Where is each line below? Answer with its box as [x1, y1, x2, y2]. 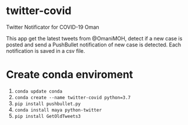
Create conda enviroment [6, 68, 133, 82]
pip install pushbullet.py [14, 101, 81, 107]
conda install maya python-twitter [14, 107, 102, 113]
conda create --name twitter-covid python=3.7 [14, 94, 131, 100]
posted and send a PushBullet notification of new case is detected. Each [6, 41, 182, 48]
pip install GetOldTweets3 [14, 113, 81, 119]
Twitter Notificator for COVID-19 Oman [6, 23, 100, 31]
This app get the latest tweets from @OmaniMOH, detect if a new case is [6, 35, 183, 42]
